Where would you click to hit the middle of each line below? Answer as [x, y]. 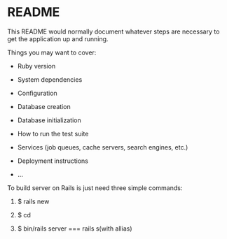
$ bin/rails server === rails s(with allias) [75, 229]
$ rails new [33, 201]
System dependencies [50, 79]
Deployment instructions [53, 161]
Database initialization [49, 120]
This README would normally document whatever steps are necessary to [113, 31]
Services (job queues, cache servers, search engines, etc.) [103, 147]
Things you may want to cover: [52, 52]
